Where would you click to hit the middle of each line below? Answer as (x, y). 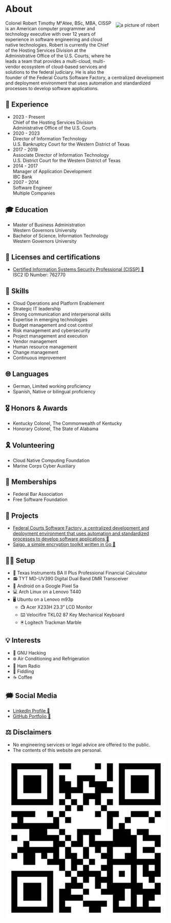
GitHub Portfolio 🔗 (32, 716)
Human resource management (45, 347)
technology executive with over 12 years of (50, 34)
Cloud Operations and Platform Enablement (59, 303)
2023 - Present (29, 117)
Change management (36, 352)
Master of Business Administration (49, 225)
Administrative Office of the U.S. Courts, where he (58, 56)
